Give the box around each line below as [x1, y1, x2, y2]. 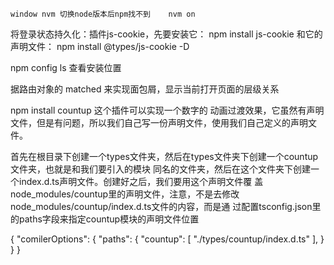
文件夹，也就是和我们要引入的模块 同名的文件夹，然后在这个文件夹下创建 [10, 163, 311, 175]
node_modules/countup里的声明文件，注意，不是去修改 [10, 188, 240, 200]
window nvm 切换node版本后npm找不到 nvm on [10, 9, 196, 19]
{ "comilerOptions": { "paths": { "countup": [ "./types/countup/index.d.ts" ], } [10, 233, 325, 245]
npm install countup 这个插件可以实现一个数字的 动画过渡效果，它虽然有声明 [10, 104, 325, 116]
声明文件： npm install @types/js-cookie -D [10, 41, 190, 52]
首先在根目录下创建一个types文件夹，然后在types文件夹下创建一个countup [10, 151, 319, 162]
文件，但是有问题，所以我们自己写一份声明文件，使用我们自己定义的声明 [10, 117, 308, 128]
